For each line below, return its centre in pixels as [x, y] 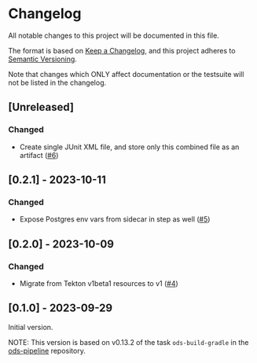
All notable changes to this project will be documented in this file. [114, 35]
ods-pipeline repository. [47, 350]
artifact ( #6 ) [39, 155]
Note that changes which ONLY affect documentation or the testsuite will [126, 74]
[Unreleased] [41, 107]
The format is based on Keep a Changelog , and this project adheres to [122, 50]
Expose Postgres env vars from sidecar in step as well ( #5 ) [115, 219]
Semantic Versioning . [42, 59]
